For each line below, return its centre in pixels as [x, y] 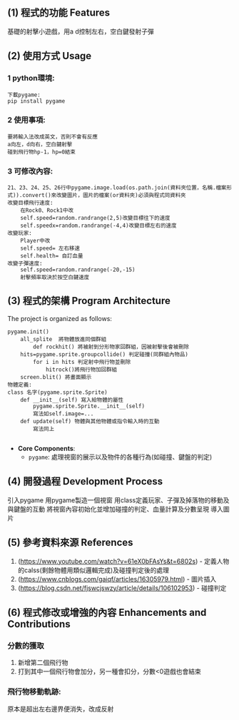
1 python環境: [31, 78]
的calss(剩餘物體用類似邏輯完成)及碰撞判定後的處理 [93, 570]
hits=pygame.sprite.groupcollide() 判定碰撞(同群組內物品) [105, 354]
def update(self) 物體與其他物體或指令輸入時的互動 [90, 421]
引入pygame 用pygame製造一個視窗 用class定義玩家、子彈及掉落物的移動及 [118, 500]
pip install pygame [36, 101]
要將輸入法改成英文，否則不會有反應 [53, 137]
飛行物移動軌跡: [34, 692]
